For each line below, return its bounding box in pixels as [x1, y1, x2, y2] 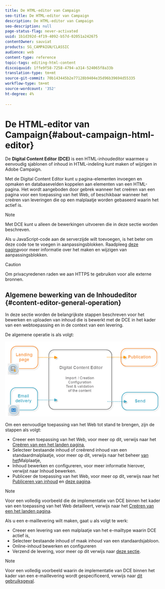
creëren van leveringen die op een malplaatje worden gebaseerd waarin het [5, 197, 159, 203]
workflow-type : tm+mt [5, 81, 50, 86]
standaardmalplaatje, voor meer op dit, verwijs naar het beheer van [12, 452, 149, 458]
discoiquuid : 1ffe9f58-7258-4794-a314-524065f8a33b [5, 65, 113, 70]
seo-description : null [5, 24, 52, 29]
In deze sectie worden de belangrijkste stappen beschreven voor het [5, 312, 144, 317]
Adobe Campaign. [5, 166, 42, 173]
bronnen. [5, 276, 24, 282]
